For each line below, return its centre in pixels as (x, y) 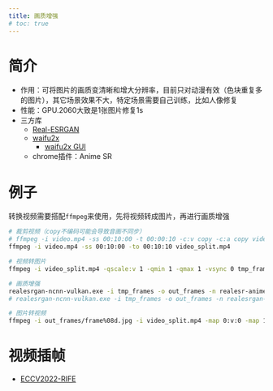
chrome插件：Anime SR (72, 157)
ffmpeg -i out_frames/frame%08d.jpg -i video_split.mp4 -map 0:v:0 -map (134, 321)
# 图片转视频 (27, 313)
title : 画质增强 (33, 16)
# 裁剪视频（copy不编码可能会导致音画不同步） (77, 232)
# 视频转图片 (27, 261)
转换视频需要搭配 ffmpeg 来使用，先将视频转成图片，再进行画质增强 (119, 217)
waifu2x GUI (65, 147)
